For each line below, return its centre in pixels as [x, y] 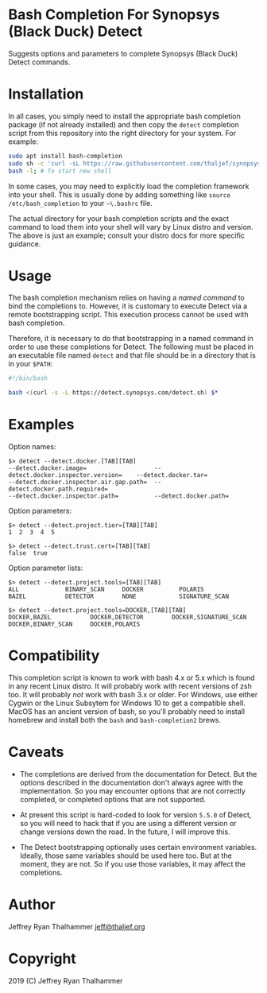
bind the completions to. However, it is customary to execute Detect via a [128, 306]
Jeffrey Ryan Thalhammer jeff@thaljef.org [77, 926]
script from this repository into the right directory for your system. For [122, 133]
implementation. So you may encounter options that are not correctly [133, 791]
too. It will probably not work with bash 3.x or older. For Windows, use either [133, 695]
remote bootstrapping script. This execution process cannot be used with [128, 315]
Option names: [32, 447]
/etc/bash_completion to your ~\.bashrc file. [80, 203]
